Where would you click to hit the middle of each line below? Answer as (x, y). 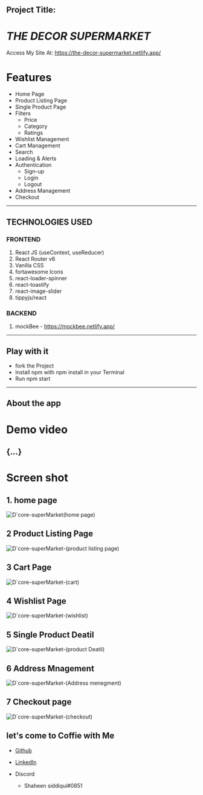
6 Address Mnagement (50, 669)
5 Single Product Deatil (50, 635)
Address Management (43, 191)
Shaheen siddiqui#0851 (53, 785)
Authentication (33, 165)
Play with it (27, 351)
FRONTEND (24, 239)
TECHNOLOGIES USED (49, 222)
